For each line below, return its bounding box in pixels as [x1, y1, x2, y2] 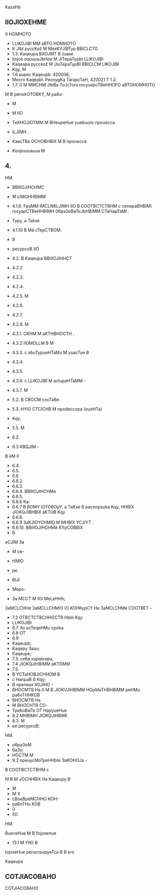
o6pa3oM [12, 741, 32, 748]
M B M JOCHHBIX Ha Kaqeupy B [5, 776, 71, 782]
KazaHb [5, 4, 21, 10]
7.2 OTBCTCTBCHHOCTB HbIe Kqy [12, 614, 83, 620]
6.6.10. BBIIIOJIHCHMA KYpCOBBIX [12, 525, 83, 530]
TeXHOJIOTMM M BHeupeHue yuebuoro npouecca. [12, 119, 116, 125]
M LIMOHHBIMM [12, 193, 46, 199]
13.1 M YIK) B [12, 840, 38, 845]
